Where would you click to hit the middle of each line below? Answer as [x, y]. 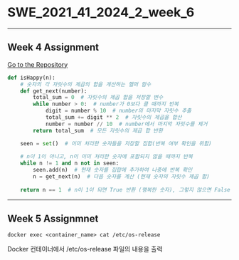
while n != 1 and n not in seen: [70, 163]
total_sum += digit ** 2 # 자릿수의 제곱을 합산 [114, 118]
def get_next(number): [54, 91]
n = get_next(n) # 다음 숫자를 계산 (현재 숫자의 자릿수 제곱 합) [121, 177]
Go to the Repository [38, 64]
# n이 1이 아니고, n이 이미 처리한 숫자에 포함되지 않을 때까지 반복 [107, 157]
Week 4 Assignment [53, 47]
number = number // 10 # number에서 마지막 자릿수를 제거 [126, 124]
